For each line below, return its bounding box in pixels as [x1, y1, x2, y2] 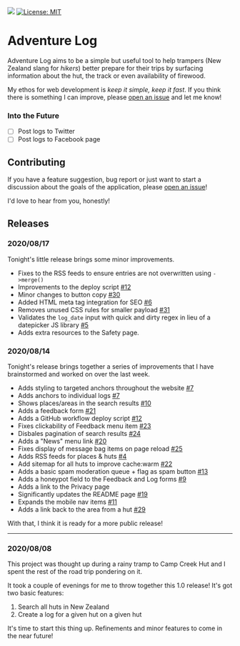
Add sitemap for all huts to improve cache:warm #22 [17, 459, 173, 468]
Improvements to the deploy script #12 [17, 282, 131, 291]
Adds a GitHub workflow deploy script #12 [17, 414, 143, 423]
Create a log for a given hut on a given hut [17, 610, 142, 619]
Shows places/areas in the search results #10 [17, 399, 151, 407]
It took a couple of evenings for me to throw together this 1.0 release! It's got [7, 581, 233, 590]
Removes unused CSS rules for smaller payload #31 [17, 305, 170, 314]
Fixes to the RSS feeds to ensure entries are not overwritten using [17, 269, 212, 277]
